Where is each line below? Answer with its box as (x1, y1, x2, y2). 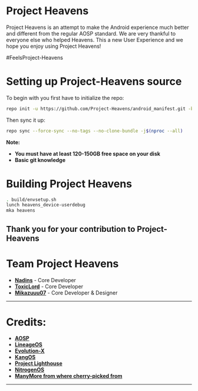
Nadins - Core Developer (14, 276, 77, 283)
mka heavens (6, 208, 35, 214)
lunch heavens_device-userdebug (6, 202, 85, 208)
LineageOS (14, 341, 42, 348)
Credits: (6, 315, 47, 329)
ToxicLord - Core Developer (14, 283, 84, 290)
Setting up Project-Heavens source (6, 75, 182, 88)
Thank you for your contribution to (6, 224, 136, 234)
